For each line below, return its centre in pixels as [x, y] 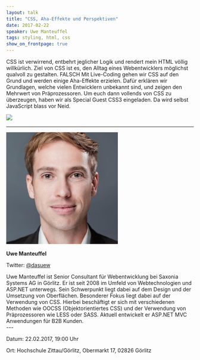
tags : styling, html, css [38, 38]
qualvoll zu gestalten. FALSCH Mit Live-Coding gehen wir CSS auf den [93, 74]
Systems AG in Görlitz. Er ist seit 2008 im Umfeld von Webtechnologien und [99, 283]
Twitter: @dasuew [28, 265]
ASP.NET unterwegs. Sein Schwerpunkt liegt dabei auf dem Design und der [99, 289]
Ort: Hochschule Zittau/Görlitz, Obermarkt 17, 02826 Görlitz [79, 350]
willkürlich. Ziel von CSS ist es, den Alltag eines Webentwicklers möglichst [97, 68]
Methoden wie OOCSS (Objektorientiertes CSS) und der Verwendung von [96, 308]
